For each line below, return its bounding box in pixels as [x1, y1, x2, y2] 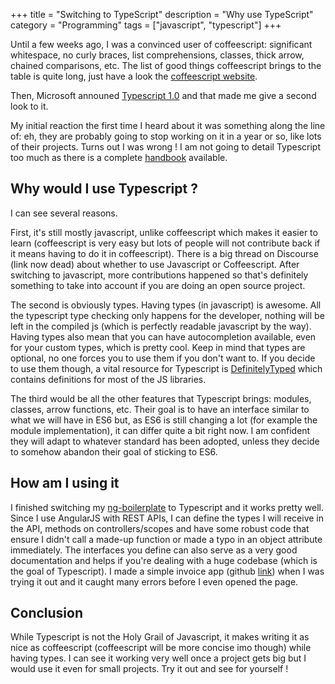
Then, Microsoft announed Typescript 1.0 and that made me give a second [10, 90, 317, 101]
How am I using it [10, 475, 120, 492]
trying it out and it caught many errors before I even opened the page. [10, 575, 299, 588]
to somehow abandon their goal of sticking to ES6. [10, 445, 218, 458]
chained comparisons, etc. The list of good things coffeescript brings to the [10, 60, 322, 71]
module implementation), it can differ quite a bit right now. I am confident [10, 424, 311, 436]
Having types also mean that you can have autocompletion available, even [10, 330, 317, 343]
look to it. [10, 100, 49, 112]
